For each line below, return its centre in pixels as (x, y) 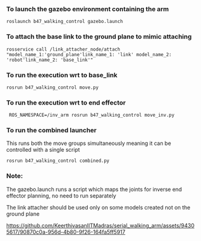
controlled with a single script (43, 150)
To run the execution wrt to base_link (62, 75)
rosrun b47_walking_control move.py (52, 87)
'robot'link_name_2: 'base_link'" (50, 60)
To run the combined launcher (51, 130)
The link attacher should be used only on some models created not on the (98, 207)
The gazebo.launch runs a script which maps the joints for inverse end (94, 189)
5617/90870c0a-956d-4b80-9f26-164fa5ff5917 (66, 232)
